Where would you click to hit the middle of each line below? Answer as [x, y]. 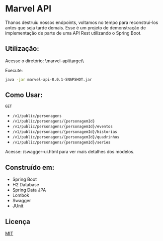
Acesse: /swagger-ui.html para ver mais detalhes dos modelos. [70, 152]
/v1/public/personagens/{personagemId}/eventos [62, 127]
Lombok [21, 195]
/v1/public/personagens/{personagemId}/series [61, 142]
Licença [18, 221]
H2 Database [26, 185]
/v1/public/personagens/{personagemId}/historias [65, 132]
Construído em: [30, 167]
